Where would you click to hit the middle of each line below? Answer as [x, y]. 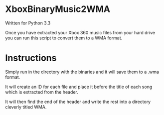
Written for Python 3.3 [28, 23]
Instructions [31, 58]
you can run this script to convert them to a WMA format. [64, 38]
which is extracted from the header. [42, 92]
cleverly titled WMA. [26, 107]
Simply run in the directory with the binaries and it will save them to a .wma [82, 72]
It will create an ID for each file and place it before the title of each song [79, 87]
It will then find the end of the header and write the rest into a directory [78, 102]
